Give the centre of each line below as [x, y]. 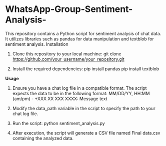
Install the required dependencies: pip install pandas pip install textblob [86, 69]
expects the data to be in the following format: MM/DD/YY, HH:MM [81, 93]
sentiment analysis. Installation [37, 44]
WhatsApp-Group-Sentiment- [69, 9]
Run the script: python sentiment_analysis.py [58, 123]
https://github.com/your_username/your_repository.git [68, 59]
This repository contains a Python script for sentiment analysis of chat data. [83, 33]
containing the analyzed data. [43, 138]
